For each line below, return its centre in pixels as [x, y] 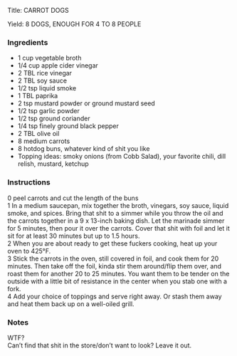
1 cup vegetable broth [49, 58]
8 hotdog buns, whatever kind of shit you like [84, 149]
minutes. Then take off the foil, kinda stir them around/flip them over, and [115, 266]
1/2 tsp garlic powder [48, 111]
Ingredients [28, 42]
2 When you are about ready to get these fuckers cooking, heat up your [112, 243]
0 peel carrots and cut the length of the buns [73, 198]
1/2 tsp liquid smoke [47, 88]
